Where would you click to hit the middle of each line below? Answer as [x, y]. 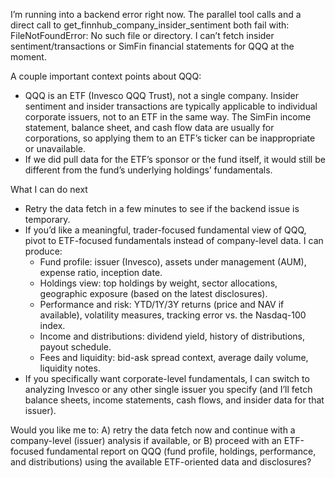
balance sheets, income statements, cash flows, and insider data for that [174, 400]
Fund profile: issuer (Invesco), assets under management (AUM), [173, 262]
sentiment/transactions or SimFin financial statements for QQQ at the [152, 46]
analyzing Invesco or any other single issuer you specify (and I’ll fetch [168, 389]
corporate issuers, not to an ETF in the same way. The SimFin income [168, 117]
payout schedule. [75, 347]
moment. [28, 57]
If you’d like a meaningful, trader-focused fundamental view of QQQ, [165, 230]
